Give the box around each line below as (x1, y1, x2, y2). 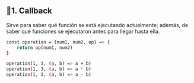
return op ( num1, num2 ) (17, 45, 73, 51)
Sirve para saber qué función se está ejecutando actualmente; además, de (6, 21, 189, 28)
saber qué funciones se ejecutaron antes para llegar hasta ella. (6, 28, 160, 35)
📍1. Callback (6, 6, 52, 16)
